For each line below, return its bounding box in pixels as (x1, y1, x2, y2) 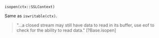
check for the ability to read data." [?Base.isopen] (16, 27, 117, 33)
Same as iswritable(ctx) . (4, 13, 57, 19)
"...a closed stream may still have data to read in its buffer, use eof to (16, 22, 155, 28)
